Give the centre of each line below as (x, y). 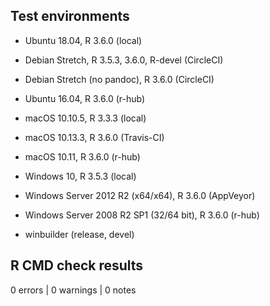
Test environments (70, 16)
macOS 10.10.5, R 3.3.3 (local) (85, 118)
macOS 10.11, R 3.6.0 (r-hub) (82, 156)
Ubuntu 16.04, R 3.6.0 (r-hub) (85, 98)
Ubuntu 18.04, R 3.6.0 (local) (83, 40)
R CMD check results (77, 265)
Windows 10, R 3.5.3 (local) (80, 176)
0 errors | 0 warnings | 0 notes (73, 290)
